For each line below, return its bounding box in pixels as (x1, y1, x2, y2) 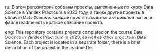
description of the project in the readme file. (5, 45, 93, 50)
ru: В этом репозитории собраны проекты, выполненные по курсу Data (5, 4, 153, 10)
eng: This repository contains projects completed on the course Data (5, 29, 143, 35)
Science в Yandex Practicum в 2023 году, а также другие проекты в (5, 9, 145, 15)
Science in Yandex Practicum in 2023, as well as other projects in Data (5, 34, 146, 40)
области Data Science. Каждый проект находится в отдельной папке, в (5, 15, 153, 20)
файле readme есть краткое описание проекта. (5, 19, 104, 25)
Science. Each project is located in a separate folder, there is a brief (5, 39, 141, 45)
